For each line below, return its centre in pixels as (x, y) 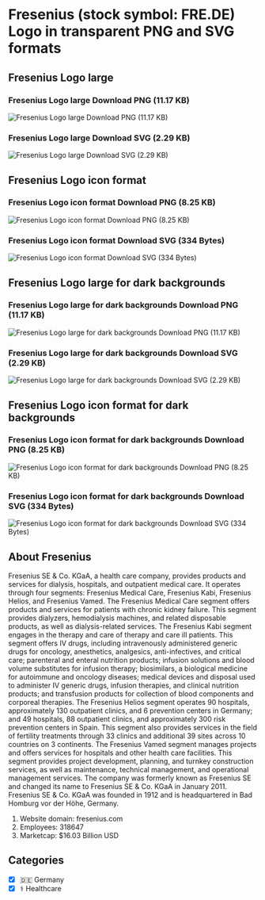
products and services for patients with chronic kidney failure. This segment (132, 609)
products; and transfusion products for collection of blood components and (131, 693)
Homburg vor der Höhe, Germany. (64, 803)
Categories (36, 861)
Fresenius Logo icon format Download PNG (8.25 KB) (112, 202)
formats (35, 48)
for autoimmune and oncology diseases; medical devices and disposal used (132, 676)
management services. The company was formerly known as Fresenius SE (130, 778)
